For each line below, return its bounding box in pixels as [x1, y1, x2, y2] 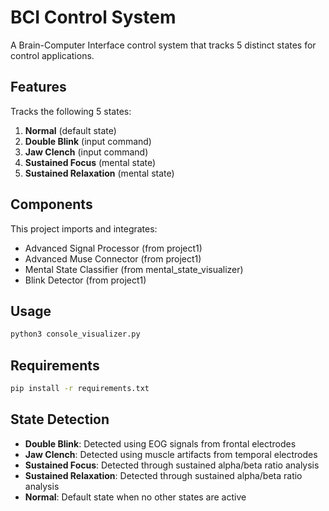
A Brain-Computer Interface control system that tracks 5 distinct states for [10, 39, 317, 51]
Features [10, 79, 67, 96]
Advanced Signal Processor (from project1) [24, 242, 203, 254]
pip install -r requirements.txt [10, 384, 150, 394]
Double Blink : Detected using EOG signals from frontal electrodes [24, 437, 297, 450]
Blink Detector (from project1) [24, 274, 147, 286]
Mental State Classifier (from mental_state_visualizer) [24, 263, 244, 275]
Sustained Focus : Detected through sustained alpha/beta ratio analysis [24, 459, 320, 471]
